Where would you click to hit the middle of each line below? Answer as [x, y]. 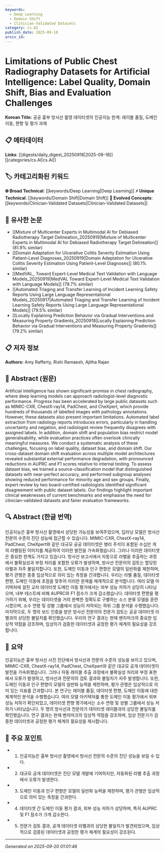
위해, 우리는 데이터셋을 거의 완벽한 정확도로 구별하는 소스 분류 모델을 [83, 599]
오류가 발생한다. [44, 780]
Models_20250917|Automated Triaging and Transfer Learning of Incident [86, 300]
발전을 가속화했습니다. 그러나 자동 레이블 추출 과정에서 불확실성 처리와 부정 [77, 672]
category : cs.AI [22, 28]
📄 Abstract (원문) [31, 379]
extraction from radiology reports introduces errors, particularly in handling [81, 422]
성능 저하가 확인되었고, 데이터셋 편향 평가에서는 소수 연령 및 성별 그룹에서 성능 [80, 703]
